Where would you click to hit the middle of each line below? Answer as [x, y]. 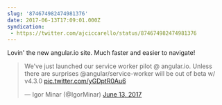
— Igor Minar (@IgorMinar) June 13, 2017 [83, 95]
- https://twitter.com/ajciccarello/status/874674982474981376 [103, 33]
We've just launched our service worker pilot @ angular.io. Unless [118, 66]
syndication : [26, 26]
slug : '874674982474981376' [48, 14]
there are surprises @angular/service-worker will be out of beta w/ [120, 74]
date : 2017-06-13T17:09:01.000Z [54, 20]
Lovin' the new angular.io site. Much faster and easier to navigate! [101, 53]
